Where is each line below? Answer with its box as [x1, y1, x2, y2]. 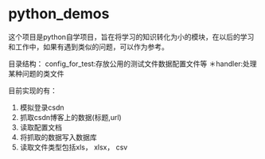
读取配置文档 [19, 122, 62, 132]
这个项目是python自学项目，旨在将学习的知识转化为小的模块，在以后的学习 [8, 32, 255, 41]
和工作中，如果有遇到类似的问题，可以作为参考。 [8, 41, 169, 52]
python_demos [8, 5, 110, 23]
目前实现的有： [8, 85, 57, 95]
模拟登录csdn [19, 103, 65, 112]
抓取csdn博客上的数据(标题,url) [19, 112, 122, 122]
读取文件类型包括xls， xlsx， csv [19, 142, 128, 152]
